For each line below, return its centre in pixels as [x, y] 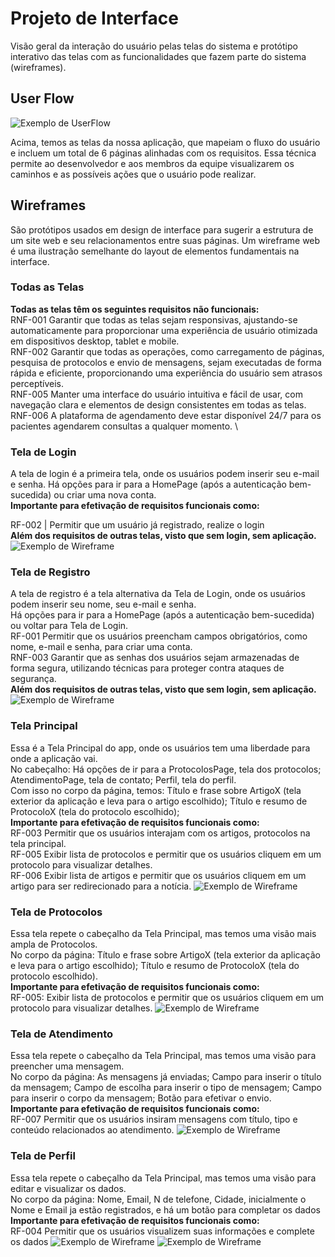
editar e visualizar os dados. [68, 1188]
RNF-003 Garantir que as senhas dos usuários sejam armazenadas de [155, 658]
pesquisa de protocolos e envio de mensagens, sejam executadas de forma [166, 362]
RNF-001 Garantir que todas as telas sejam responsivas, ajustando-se [154, 319]
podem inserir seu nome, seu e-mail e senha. [103, 604]
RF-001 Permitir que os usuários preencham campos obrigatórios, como [159, 636]
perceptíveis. [37, 383]
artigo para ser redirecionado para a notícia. [101, 886]
